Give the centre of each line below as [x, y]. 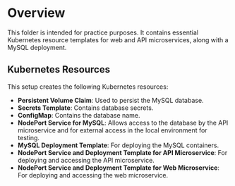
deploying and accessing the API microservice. [86, 160]
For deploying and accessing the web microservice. [93, 175]
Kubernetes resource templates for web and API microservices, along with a [118, 39]
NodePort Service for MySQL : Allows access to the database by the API [123, 123]
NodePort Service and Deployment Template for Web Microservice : [119, 168]
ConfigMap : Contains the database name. [79, 115]
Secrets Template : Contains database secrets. [85, 108]
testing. [29, 137]
